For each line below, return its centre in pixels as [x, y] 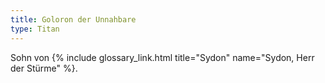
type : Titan [35, 29]
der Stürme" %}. [44, 68]
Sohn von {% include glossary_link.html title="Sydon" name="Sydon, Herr [162, 57]
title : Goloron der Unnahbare [73, 19]
